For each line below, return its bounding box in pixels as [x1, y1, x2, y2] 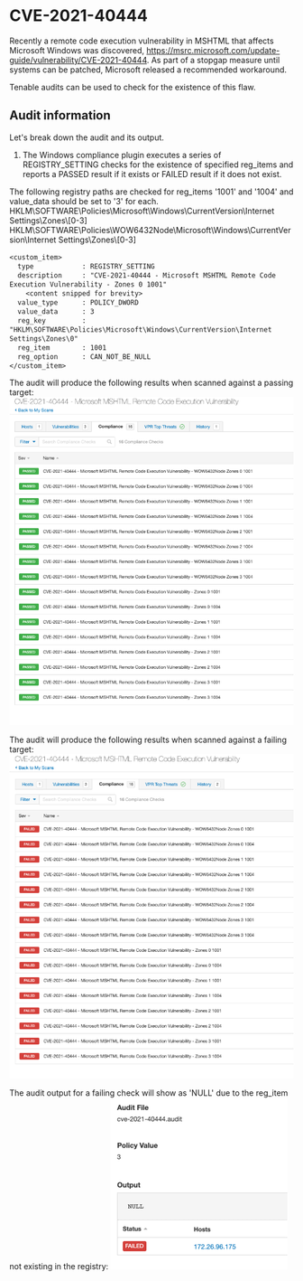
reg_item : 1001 [17, 343, 106, 353]
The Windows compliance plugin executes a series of [22, 149, 222, 160]
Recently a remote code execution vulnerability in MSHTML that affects [9, 35, 274, 46]
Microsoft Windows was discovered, [9, 44, 145, 55]
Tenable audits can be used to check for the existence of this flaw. [9, 81, 256, 92]
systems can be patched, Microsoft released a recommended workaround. [9, 64, 287, 75]
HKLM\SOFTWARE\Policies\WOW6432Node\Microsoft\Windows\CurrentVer [9, 224, 291, 235]
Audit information [9, 108, 111, 123]
